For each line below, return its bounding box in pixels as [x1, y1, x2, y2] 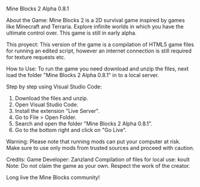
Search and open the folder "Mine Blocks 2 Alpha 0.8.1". [14, 120, 153, 127]
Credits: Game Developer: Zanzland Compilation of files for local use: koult [6, 156, 190, 163]
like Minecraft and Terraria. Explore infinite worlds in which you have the [6, 23, 184, 30]
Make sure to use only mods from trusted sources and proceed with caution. [6, 145, 195, 151]
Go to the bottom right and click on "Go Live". [14, 127, 127, 133]
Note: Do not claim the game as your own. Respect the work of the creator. [6, 163, 190, 169]
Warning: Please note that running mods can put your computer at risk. [6, 138, 181, 145]
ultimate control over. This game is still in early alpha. [6, 29, 137, 36]
